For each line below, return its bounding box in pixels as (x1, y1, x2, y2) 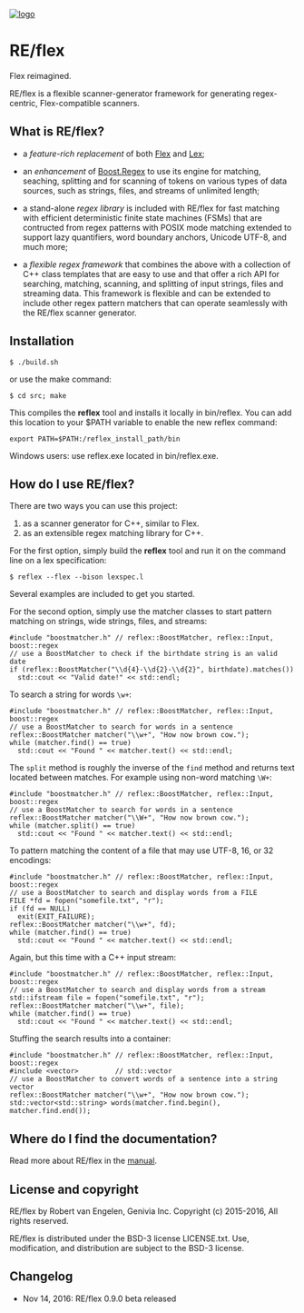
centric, (9, 97, 38, 108)
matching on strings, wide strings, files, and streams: (9, 616, 208, 627)
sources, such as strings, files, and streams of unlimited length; (22, 184, 260, 195)
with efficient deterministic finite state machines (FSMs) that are (22, 212, 263, 223)
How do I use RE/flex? (9, 476, 135, 492)
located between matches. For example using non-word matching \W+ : (9, 772, 272, 783)
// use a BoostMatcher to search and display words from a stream (9, 986, 266, 995)
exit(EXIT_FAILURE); (17, 912, 95, 921)
